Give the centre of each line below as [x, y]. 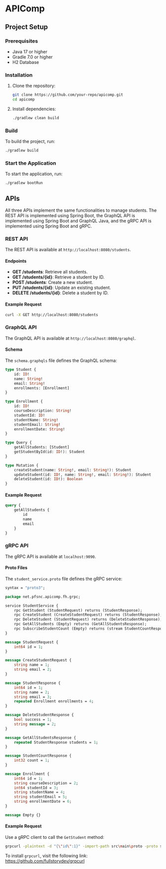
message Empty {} [23, 815]
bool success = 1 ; [33, 720]
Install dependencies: [34, 109]
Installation [19, 75]
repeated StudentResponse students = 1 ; [56, 742]
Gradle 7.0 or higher [32, 57]
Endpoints [16, 261]
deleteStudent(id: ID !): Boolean [48, 479]
